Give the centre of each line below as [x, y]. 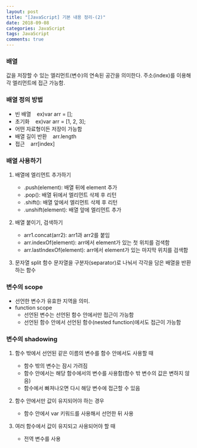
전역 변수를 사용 [42, 439]
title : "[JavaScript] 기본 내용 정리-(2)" [56, 17]
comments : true [25, 39]
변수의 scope [24, 287]
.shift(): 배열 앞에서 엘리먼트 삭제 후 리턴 [71, 202]
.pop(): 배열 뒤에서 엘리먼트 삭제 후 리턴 [70, 195]
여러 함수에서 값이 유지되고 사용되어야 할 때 [65, 426]
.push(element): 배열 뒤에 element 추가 [70, 187]
